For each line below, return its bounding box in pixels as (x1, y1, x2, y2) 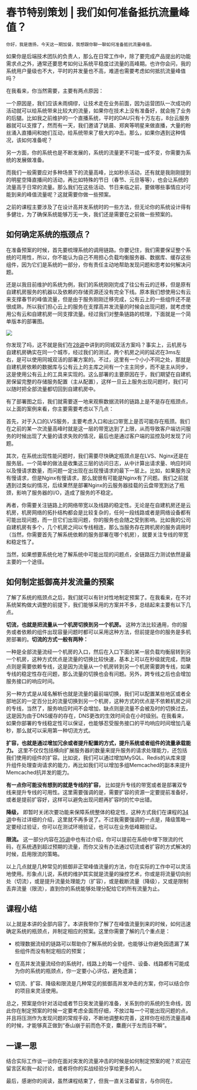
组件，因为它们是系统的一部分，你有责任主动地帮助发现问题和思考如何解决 (6, 261, 186, 268)
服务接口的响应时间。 (6, 678, 57, 685)
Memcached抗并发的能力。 (6, 769, 73, 776)
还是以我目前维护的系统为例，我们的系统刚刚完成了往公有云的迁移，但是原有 (6, 281, 191, 288)
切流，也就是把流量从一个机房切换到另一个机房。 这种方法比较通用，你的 (6, 621, 182, 628)
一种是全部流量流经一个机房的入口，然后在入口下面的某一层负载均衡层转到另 (6, 648, 191, 655)
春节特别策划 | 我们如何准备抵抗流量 (6, 6, 179, 19)
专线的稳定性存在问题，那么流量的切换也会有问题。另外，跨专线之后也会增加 (6, 670, 191, 677)
